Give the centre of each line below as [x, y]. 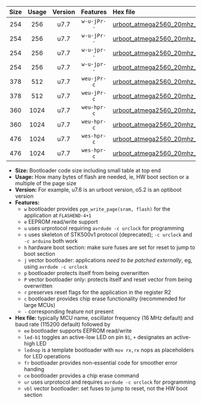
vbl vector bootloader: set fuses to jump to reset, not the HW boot [106, 388]
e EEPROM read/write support [61, 222]
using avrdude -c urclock [56, 267]
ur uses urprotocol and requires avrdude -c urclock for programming [110, 382]
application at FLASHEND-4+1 [58, 215]
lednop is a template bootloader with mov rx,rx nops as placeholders [109, 350]
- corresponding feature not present [69, 311]
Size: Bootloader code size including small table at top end [88, 170]
